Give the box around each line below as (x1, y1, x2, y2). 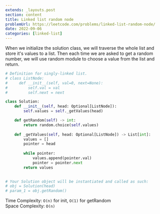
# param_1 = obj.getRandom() (5, 189, 67, 194)
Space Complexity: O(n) (5, 203, 55, 209)
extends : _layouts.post (5, 7, 56, 13)
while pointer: (23, 151, 56, 156)
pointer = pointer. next (32, 160, 83, 165)
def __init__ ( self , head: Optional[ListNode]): (14, 104, 117, 109)
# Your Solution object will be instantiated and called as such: (5, 179, 149, 184)
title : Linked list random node (5, 17, 74, 22)
